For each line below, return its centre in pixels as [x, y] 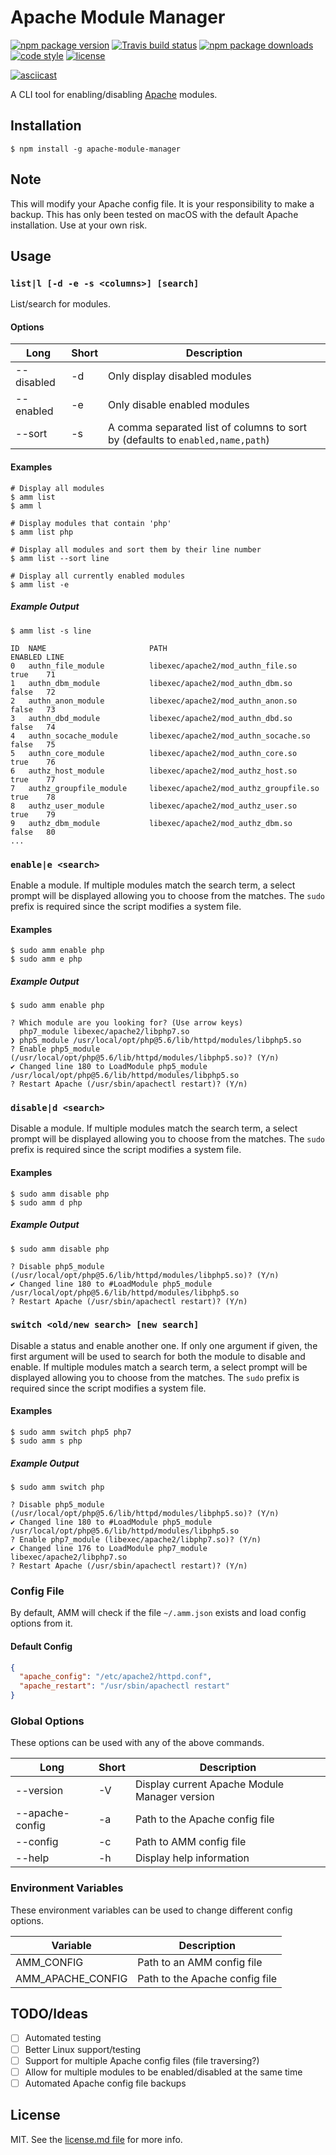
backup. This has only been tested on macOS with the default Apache [154, 214]
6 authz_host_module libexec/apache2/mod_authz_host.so [154, 771]
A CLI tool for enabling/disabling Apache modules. [114, 94]
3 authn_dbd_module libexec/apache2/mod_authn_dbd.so [151, 718]
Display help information [192, 1858]
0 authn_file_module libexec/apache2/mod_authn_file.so [154, 666]
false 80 [33, 832]
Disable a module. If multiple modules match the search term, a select [154, 1128]
